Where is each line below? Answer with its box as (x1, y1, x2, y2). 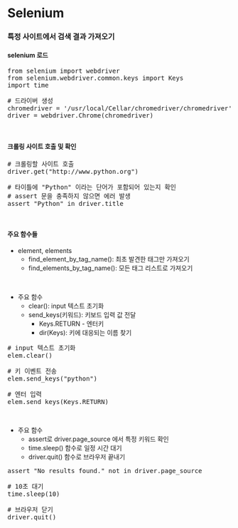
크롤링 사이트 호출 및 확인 (7, 142, 77, 150)
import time (7, 81, 49, 90)
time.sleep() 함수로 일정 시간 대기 (28, 443, 122, 452)
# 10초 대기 (7, 482, 44, 490)
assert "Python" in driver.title (7, 200, 124, 207)
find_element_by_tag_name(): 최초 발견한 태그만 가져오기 (28, 254, 190, 263)
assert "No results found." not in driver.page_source (7, 467, 202, 475)
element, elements (17, 246, 72, 254)
